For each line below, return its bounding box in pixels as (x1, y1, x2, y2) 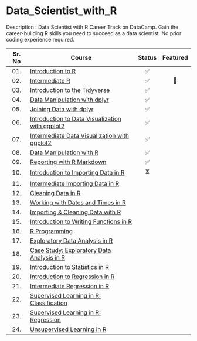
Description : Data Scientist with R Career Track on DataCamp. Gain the (6, 23, 179, 30)
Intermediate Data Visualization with (30, 131, 129, 139)
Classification (30, 299, 67, 307)
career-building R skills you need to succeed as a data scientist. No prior (6, 29, 182, 36)
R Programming (30, 227, 73, 235)
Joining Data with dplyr (30, 105, 94, 113)
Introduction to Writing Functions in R (30, 217, 133, 226)
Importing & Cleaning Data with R (30, 208, 121, 216)
